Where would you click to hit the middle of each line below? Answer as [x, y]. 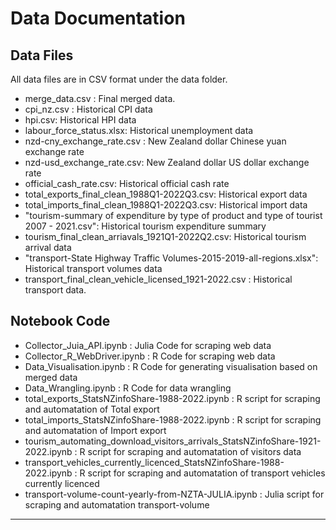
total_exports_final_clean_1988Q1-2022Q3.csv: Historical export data [166, 194]
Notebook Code [60, 321]
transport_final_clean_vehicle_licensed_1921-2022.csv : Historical [158, 279]
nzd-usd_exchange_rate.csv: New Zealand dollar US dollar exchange [167, 162]
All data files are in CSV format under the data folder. [119, 79]
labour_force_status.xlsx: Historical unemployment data [139, 130]
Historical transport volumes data [93, 268]
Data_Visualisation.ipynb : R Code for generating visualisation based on [171, 366]
